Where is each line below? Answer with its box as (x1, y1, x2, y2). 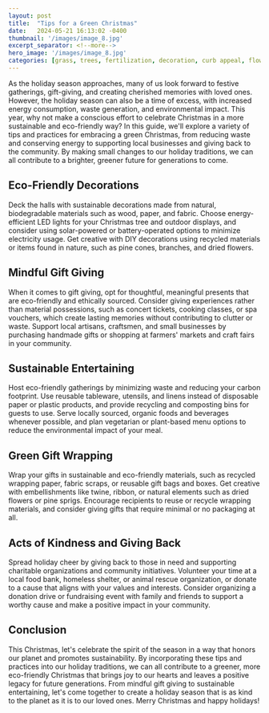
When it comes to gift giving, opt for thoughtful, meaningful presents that (8, 287, 250, 297)
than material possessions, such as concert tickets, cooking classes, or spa (8, 304, 258, 314)
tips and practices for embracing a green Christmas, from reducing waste (8, 129, 251, 139)
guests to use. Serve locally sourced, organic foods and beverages (8, 409, 230, 418)
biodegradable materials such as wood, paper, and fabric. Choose (8, 208, 227, 218)
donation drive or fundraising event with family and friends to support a (8, 591, 244, 601)
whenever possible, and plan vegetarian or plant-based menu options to (8, 417, 247, 426)
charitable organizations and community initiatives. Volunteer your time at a (8, 565, 258, 575)
